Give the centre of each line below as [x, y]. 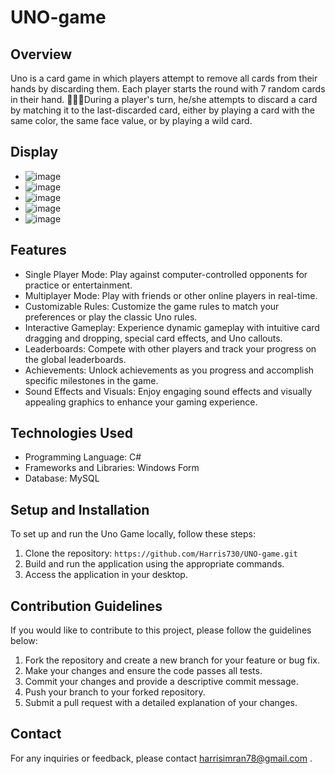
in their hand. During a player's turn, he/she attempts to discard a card [164, 99]
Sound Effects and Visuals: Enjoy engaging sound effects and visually [168, 391]
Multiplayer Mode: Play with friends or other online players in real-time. [171, 295]
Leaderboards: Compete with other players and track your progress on [170, 348]
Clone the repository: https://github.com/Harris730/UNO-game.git [161, 553]
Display [34, 152]
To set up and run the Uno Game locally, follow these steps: [133, 534]
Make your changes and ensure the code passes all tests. [143, 671]
